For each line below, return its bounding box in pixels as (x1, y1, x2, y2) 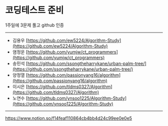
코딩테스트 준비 (5, 4, 64, 16)
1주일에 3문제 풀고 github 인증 (5, 22, 64, 28)
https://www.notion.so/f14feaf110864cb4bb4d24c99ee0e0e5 (5, 115, 132, 121)
